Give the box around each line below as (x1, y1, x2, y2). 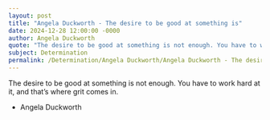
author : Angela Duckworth (8, 34, 95, 42)
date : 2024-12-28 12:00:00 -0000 (8, 26, 121, 34)
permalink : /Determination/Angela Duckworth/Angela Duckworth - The (8, 57, 243, 65)
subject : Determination (8, 49, 88, 57)
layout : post (8, 11, 52, 20)
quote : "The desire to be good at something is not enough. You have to (8, 42, 257, 50)
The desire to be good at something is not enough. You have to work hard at (8, 78, 261, 88)
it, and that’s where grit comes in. (8, 86, 119, 96)
